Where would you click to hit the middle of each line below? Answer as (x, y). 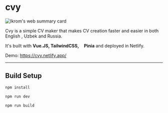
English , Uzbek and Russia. (34, 36)
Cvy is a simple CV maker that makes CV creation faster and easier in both (82, 30)
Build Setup (23, 76)
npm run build (20, 105)
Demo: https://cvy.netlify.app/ (36, 55)
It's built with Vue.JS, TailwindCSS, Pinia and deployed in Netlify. (75, 45)
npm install (17, 87)
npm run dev (17, 96)
